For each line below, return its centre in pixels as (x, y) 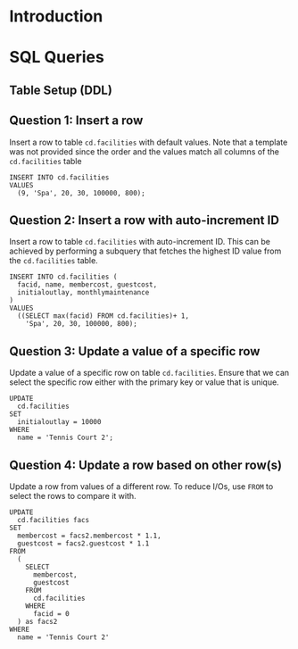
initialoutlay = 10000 (59, 422)
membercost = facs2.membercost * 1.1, (90, 536)
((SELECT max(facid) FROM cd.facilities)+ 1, (103, 316)
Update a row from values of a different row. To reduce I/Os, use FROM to (141, 487)
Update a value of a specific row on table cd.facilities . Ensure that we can (149, 373)
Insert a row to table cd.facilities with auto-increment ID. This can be (140, 242)
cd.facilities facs (54, 520)
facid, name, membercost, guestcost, (87, 285)
